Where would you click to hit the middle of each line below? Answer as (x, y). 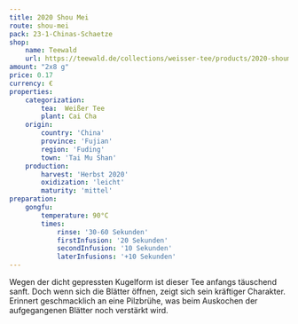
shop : (19, 42)
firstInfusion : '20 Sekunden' (112, 241)
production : (47, 166)
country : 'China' (73, 133)
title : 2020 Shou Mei (49, 17)
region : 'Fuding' (73, 149)
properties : (31, 91)
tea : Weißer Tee (73, 108)
